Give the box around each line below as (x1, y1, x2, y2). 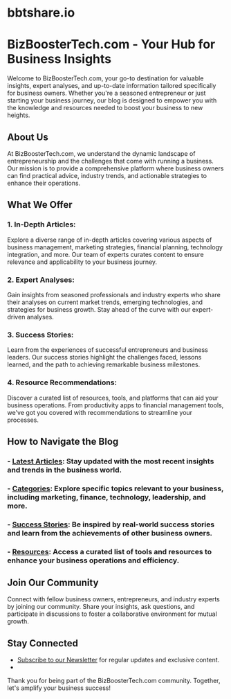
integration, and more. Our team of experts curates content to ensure (7, 250, 204, 258)
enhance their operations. (7, 179, 81, 187)
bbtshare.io (7, 5, 75, 21)
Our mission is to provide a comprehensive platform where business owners (7, 164, 224, 172)
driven (7, 312, 26, 321)
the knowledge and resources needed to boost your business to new (7, 104, 203, 112)
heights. (7, 111, 30, 119)
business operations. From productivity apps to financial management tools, (7, 400, 224, 409)
